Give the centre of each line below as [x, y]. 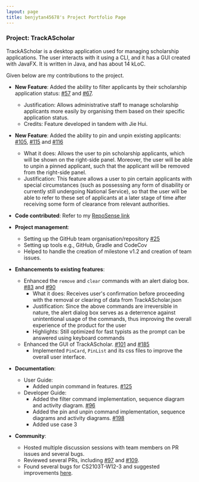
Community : [30, 435]
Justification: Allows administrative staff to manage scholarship [101, 104]
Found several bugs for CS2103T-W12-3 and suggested [92, 466]
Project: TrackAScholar [41, 38]
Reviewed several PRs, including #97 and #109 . [81, 460]
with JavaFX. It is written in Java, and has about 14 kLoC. [76, 64]
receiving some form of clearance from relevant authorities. [97, 204]
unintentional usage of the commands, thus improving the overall [112, 319]
